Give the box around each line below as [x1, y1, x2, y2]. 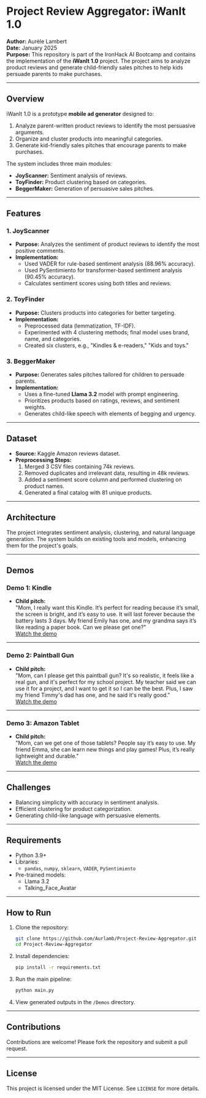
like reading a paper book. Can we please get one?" [15, 624, 147, 631]
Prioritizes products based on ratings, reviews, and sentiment [24, 397, 180, 404]
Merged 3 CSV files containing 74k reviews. [24, 463, 135, 470]
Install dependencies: [15, 953, 70, 960]
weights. [24, 404, 47, 411]
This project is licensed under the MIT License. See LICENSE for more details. [6, 1085, 200, 1092]
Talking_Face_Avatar [24, 884, 77, 891]
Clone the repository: [15, 924, 69, 931]
